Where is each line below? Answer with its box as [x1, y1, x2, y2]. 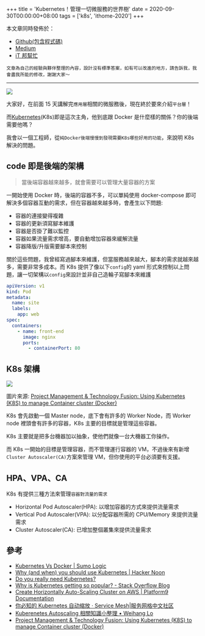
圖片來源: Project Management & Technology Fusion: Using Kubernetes [6, 392, 185, 400]
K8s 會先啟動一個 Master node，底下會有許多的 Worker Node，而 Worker [6, 412, 191, 419]
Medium [15, 45, 37, 52]
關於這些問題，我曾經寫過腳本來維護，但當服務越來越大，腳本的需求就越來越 [6, 255, 199, 262]
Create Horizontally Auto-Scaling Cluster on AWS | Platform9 [15, 588, 169, 595]
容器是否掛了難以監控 [15, 227, 69, 234]
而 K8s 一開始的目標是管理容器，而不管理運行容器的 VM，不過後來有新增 [6, 446, 190, 453]
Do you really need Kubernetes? [15, 575, 96, 582]
